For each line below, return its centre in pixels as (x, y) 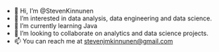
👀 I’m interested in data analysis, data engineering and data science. (113, 18)
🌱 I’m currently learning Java (56, 26)
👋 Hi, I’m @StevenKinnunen (54, 11)
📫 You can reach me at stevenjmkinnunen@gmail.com (93, 41)
